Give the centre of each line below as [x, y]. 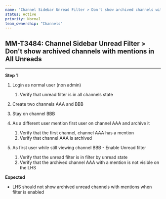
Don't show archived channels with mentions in [80, 51]
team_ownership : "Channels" [34, 23]
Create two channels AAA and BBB [48, 104]
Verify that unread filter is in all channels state [66, 95]
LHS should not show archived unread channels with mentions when [82, 187]
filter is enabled [28, 192]
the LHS [28, 168]
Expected [15, 177]
